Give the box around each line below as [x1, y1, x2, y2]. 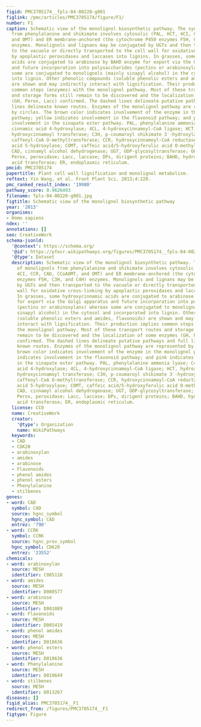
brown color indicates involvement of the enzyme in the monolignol [17, 349, 191, 355]
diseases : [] [6, 695, 39, 701]
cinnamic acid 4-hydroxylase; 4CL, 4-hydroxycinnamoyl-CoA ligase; [11, 126, 184, 132]
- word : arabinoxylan [6, 561, 60, 567]
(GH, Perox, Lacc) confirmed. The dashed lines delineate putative [11, 98, 184, 104]
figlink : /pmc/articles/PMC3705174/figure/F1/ [6, 14, 124, 20]
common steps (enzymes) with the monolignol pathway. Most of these [11, 87, 186, 93]
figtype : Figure [6, 711, 47, 717]
